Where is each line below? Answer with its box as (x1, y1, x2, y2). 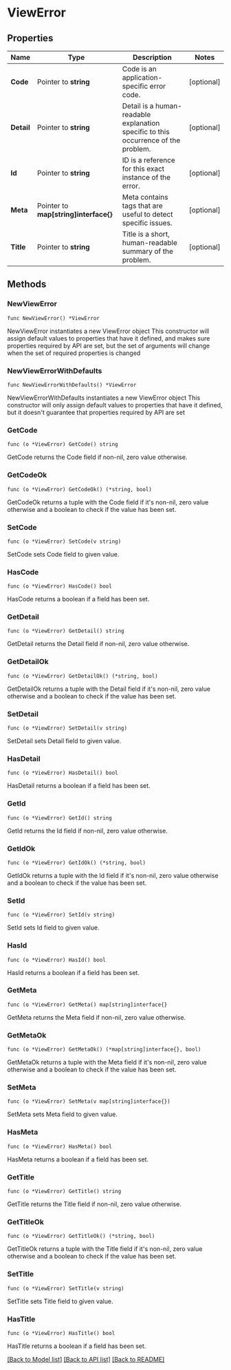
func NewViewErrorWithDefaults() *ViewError (7, 381, 137, 388)
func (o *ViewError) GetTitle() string (7, 1188, 122, 1195)
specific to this (122, 127, 170, 136)
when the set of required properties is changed (7, 349, 141, 357)
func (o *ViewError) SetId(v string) (7, 912, 115, 919)
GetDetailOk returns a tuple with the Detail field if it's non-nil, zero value (7, 685, 211, 693)
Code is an (122, 64, 157, 74)
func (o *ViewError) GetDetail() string (7, 628, 125, 634)
